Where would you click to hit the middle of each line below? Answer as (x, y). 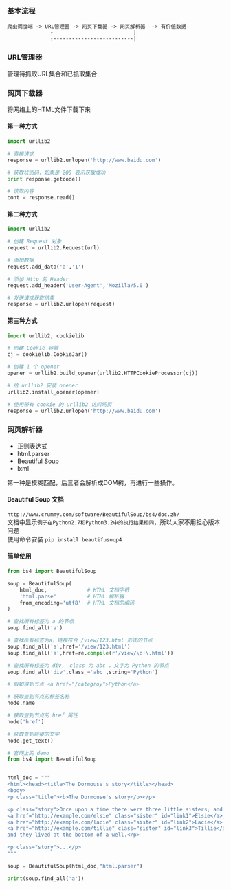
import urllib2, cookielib (46, 336)
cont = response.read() (41, 198)
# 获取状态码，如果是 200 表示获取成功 (56, 172)
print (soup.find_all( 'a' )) (46, 878)
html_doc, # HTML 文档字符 (74, 590)
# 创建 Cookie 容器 (33, 348)
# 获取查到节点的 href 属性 (43, 716)
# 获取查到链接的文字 (33, 734)
